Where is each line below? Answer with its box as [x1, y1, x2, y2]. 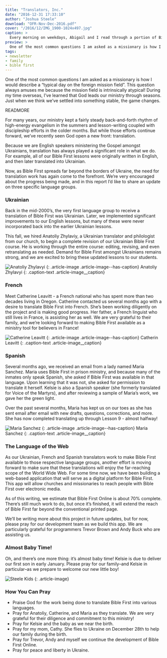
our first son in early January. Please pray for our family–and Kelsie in [5, 561, 148, 567]
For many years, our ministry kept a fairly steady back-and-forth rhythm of [5, 117, 158, 123]
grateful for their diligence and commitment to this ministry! [12, 615, 134, 621]
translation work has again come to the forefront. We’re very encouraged [5, 173, 155, 179]
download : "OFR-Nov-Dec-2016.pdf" [5, 21, 77, 26]
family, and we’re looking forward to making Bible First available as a [5, 319, 146, 325]
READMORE [5, 108, 30, 114]
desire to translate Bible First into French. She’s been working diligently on [5, 303, 157, 309]
